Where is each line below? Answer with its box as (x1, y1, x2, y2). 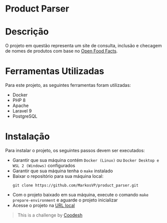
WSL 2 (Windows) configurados (12, 163, 75, 168)
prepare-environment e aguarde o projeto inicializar (12, 197, 118, 203)
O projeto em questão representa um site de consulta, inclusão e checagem (5, 43, 162, 49)
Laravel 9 (12, 108, 32, 114)
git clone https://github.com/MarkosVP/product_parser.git (12, 183, 139, 188)
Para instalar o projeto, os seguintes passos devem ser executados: (5, 148, 145, 153)
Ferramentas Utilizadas (5, 66, 104, 77)
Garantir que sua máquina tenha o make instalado (12, 168, 113, 174)
